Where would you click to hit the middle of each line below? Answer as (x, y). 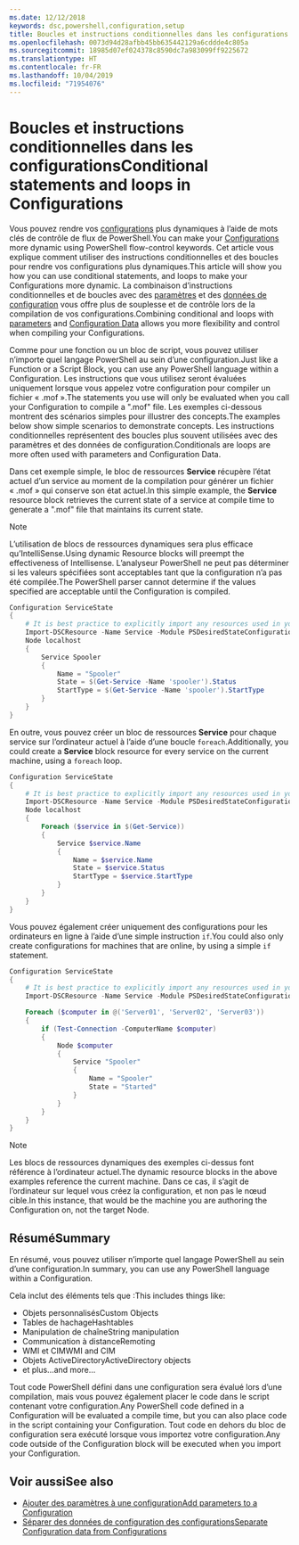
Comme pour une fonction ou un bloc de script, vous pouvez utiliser (134, 349)
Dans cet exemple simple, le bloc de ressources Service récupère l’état (140, 471)
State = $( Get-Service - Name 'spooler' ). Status (147, 682)
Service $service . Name (99, 843)
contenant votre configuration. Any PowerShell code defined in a (127, 1406)
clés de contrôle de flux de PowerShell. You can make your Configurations (144, 238)
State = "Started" (123, 1087)
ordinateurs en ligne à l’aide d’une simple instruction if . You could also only (146, 936)
